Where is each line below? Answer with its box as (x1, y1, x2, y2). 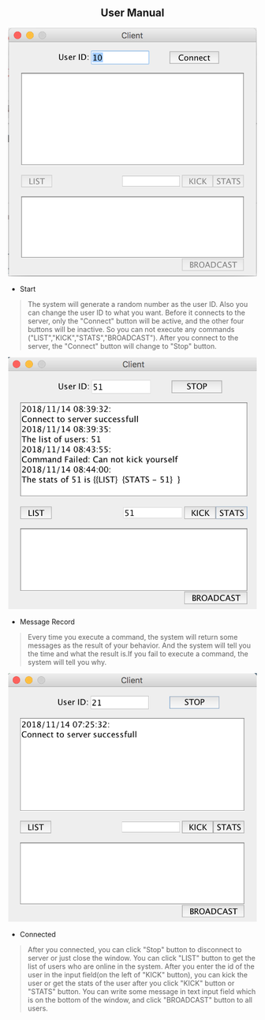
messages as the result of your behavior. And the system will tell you (27, 641, 251, 650)
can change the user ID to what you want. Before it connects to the (27, 308, 246, 317)
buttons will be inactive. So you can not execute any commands (27, 324, 235, 334)
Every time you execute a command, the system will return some (27, 633, 238, 642)
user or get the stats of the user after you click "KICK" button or (27, 978, 235, 988)
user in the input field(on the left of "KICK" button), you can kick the (27, 970, 248, 980)
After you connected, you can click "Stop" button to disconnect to (27, 945, 242, 955)
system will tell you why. (27, 658, 107, 667)
